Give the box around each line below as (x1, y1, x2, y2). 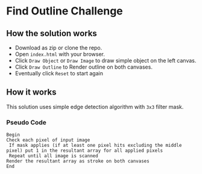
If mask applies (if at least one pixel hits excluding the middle (8, 143, 182, 149)
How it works (6, 87, 57, 98)
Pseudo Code (6, 118, 47, 126)
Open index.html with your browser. (14, 51, 106, 58)
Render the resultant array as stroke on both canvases (6, 158, 150, 164)
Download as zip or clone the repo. (14, 44, 103, 51)
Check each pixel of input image (6, 137, 90, 143)
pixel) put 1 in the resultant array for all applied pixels (6, 148, 163, 154)
